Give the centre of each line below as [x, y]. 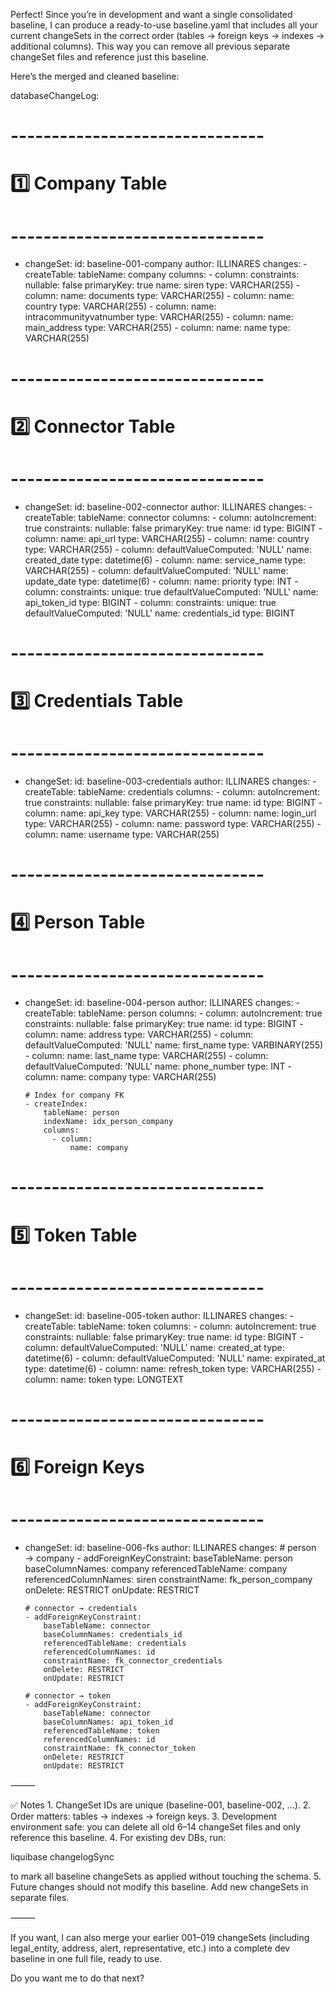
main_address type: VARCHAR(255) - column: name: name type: [157, 328]
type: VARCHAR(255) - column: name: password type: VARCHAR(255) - [173, 823]
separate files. [40, 1897]
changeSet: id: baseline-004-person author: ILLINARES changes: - [162, 1003]
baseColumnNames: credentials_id [113, 1634]
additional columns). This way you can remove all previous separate [150, 46]
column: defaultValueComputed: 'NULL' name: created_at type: [154, 1347]
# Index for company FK [74, 1095]
